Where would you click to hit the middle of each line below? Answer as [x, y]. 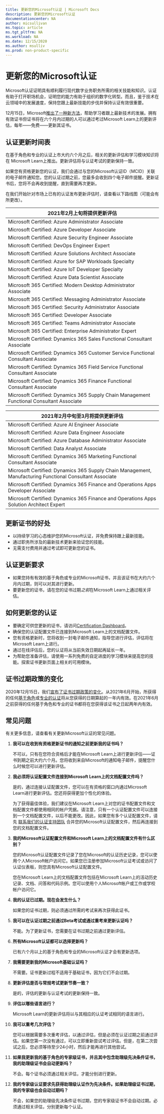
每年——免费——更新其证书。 [44, 125]
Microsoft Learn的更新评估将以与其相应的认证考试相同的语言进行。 [80, 1014]
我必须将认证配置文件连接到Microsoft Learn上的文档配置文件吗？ [78, 777]
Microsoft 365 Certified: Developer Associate [60, 315]
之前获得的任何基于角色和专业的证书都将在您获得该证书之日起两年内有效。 [80, 704]
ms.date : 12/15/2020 [27, 41]
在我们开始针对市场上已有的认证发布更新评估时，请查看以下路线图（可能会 [80, 194]
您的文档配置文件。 [32, 828]
